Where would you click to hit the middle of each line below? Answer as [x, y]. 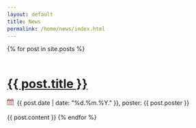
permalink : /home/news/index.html [56, 29]
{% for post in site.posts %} [46, 49]
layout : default [30, 14]
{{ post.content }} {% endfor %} [52, 117]
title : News [24, 21]
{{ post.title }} [47, 83]
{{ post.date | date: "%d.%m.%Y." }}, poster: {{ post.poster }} [103, 103]
